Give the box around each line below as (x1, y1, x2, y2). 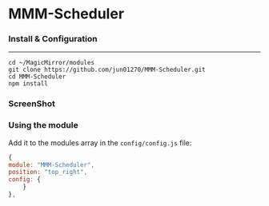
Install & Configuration (8, 34, 98, 45)
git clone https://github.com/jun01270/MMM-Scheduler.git (8, 65, 206, 74)
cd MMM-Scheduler (8, 73, 66, 81)
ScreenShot (8, 98, 56, 109)
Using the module (8, 120, 78, 131)
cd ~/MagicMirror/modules (8, 59, 94, 67)
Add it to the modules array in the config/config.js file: (8, 137, 192, 148)
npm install (8, 80, 48, 88)
